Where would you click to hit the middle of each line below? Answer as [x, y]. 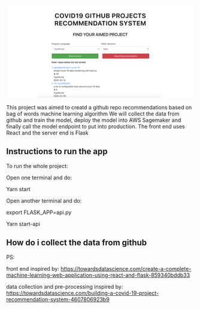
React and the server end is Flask [47, 133]
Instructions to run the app [57, 152]
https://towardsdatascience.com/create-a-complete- [126, 268]
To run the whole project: [37, 166]
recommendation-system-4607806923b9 [58, 299]
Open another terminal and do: [44, 201]
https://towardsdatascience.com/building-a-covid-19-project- [83, 293]
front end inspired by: [33, 268]
